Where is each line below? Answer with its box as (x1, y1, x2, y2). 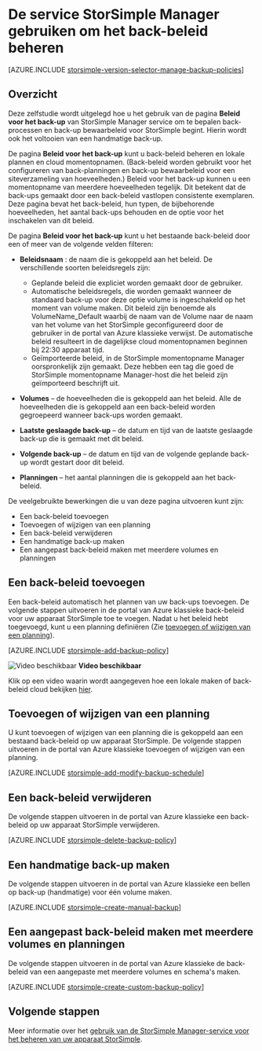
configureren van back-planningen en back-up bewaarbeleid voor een (8, 165, 235, 175)
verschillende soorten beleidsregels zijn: (19, 263, 151, 272)
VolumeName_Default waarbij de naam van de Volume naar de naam (31, 311, 253, 321)
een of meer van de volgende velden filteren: (8, 239, 154, 248)
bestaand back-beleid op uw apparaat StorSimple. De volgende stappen (8, 737, 242, 746)
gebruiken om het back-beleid (8, 22, 209, 40)
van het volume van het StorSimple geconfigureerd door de (31, 320, 224, 329)
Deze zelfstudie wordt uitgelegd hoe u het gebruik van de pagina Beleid (8, 108, 241, 118)
